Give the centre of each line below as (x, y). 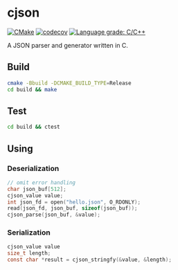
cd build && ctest (34, 127)
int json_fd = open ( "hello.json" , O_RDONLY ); (74, 202)
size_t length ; (29, 253)
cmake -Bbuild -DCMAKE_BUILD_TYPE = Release (69, 83)
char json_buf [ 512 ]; (37, 189)
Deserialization (33, 168)
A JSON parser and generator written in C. (68, 45)
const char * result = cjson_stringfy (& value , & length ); (89, 260)
